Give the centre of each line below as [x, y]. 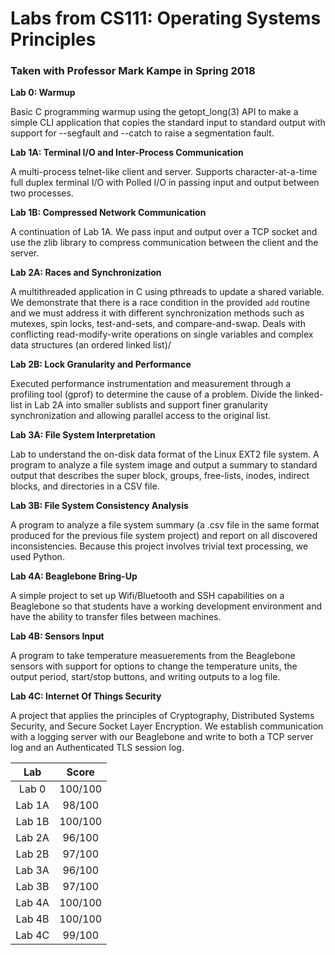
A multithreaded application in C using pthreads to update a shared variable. [167, 292]
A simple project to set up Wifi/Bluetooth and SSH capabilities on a [147, 596]
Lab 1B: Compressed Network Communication [108, 213]
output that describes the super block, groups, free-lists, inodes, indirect [160, 476]
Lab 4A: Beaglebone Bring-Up [74, 576]
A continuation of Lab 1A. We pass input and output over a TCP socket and [164, 232]
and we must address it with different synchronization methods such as [157, 313]
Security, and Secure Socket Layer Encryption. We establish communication [167, 726]
